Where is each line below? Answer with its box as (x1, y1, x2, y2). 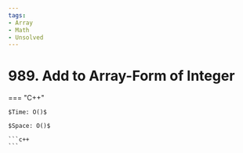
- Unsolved (8, 33, 44, 42)
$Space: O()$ (8, 122, 51, 130)
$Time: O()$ (8, 108, 47, 116)
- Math (8, 26, 30, 34)
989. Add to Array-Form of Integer (8, 67, 235, 85)
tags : (8, 11, 26, 20)
